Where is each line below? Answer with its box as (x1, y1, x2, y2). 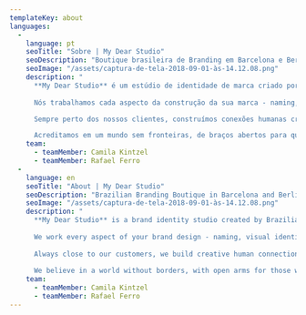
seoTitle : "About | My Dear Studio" (25, 181, 166, 191)
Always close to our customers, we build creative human (33, 249, 255, 259)
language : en (25, 173, 76, 182)
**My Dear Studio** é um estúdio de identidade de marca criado (33, 81, 283, 90)
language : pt (25, 38, 76, 48)
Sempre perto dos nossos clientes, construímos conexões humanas (33, 115, 287, 124)
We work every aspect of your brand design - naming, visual (33, 232, 271, 241)
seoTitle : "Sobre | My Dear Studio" (25, 47, 166, 56)
